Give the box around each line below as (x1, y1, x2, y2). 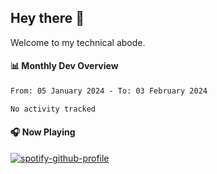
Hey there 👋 (10, 10, 85, 27)
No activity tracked (10, 104, 97, 114)
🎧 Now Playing (10, 126, 76, 138)
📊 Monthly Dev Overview (10, 60, 119, 72)
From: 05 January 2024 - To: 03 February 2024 (10, 86, 208, 96)
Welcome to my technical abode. (10, 36, 146, 48)
